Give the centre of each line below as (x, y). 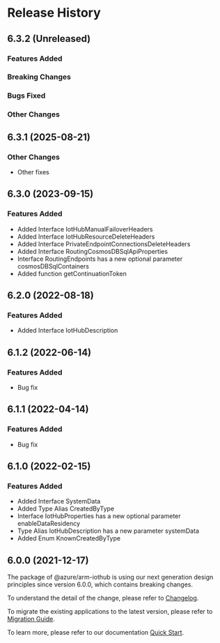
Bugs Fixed (26, 96)
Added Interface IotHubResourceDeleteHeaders (86, 236)
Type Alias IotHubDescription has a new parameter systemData (108, 531)
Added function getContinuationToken (72, 273)
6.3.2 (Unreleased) (49, 39)
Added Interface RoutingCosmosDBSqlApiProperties (93, 251)
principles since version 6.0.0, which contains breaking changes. (100, 584)
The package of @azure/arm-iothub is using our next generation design (110, 577)
